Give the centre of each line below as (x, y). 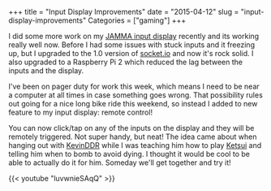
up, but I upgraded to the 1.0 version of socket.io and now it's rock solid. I (131, 53)
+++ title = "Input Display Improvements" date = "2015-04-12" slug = (124, 12)
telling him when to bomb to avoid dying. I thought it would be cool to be (129, 154)
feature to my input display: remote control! (80, 112)
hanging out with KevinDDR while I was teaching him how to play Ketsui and (135, 145)
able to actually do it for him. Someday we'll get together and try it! (120, 163)
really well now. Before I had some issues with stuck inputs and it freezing (132, 45)
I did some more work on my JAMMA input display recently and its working (134, 36)
